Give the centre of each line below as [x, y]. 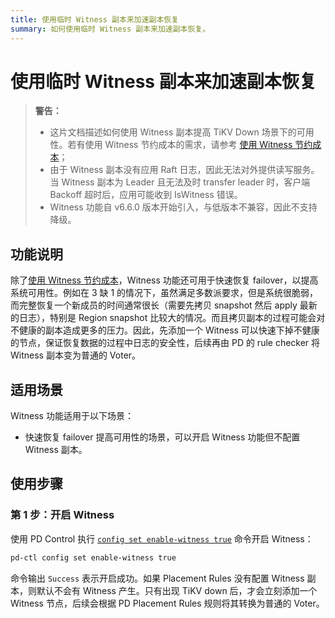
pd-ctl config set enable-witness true [93, 557]
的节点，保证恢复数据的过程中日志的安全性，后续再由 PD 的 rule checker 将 [165, 343]
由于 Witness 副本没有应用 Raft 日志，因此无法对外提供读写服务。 [184, 170]
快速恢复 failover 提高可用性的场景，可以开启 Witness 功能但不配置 [162, 437]
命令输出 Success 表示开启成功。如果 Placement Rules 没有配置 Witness [157, 578]
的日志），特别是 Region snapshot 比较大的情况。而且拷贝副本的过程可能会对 [168, 318]
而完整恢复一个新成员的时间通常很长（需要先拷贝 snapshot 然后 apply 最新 [164, 305]
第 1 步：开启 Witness [62, 515]
